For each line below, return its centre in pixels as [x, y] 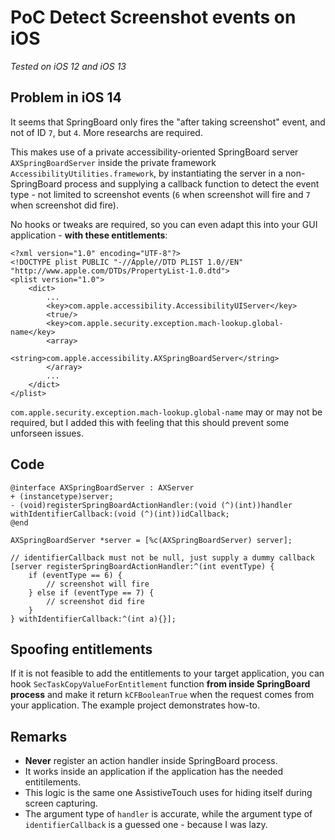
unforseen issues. [47, 433]
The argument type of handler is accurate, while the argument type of [168, 814]
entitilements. [53, 782]
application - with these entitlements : [89, 235]
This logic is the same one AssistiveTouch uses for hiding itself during [168, 793]
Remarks [39, 736]
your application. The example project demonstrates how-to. [135, 705]
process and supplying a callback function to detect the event [192, 183]
